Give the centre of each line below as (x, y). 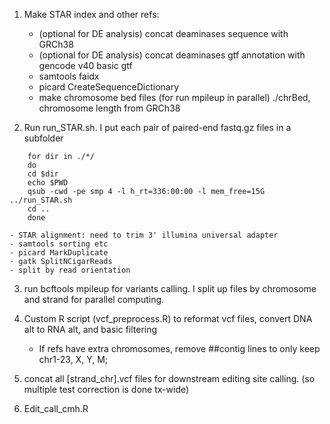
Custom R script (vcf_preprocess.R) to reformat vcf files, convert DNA (168, 318)
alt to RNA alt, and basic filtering (90, 329)
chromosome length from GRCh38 (109, 108)
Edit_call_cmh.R (56, 408)
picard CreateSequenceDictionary (109, 87)
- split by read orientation (70, 270)
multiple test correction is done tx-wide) (106, 389)
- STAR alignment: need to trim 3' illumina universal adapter (144, 235)
